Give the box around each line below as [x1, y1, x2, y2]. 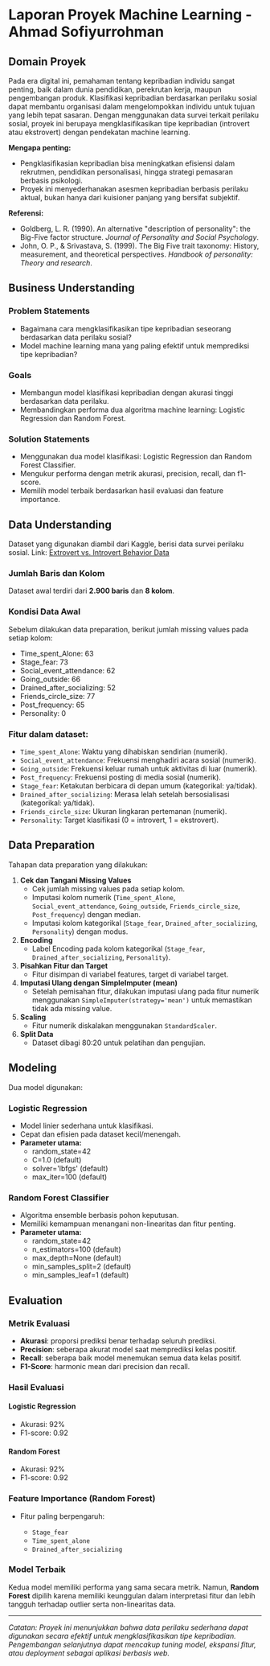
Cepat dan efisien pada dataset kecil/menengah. [19, 1129, 182, 1139]
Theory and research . [19, 258, 92, 267]
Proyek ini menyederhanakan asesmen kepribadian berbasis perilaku [19, 184, 249, 194]
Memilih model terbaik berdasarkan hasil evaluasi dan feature [19, 486, 224, 496]
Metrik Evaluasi [8, 1318, 71, 1329]
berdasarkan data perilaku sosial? [19, 332, 133, 342]
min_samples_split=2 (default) [31, 1261, 132, 1272]
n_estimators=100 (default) [31, 1244, 122, 1254]
